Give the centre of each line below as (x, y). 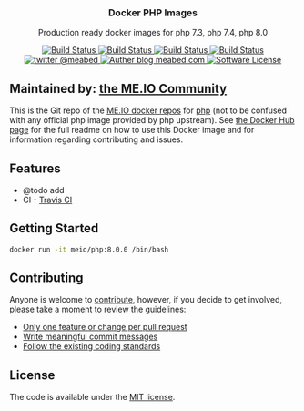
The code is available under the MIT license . (92, 397)
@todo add (44, 190)
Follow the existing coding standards (91, 346)
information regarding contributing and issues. (96, 139)
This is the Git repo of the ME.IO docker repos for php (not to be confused (148, 110)
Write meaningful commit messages (90, 337)
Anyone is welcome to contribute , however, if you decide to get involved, (146, 300)
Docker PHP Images (153, 13)
